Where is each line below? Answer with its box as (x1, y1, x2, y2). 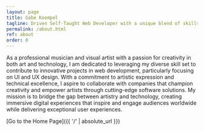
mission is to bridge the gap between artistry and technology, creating (6, 93, 182, 100)
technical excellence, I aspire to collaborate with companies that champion (6, 80, 193, 87)
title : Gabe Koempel (6, 15, 59, 21)
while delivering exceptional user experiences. (6, 106, 123, 113)
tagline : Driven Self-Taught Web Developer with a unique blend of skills (6, 20, 200, 26)
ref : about (6, 32, 34, 38)
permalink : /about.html (6, 26, 67, 32)
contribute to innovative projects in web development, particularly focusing (6, 67, 194, 74)
